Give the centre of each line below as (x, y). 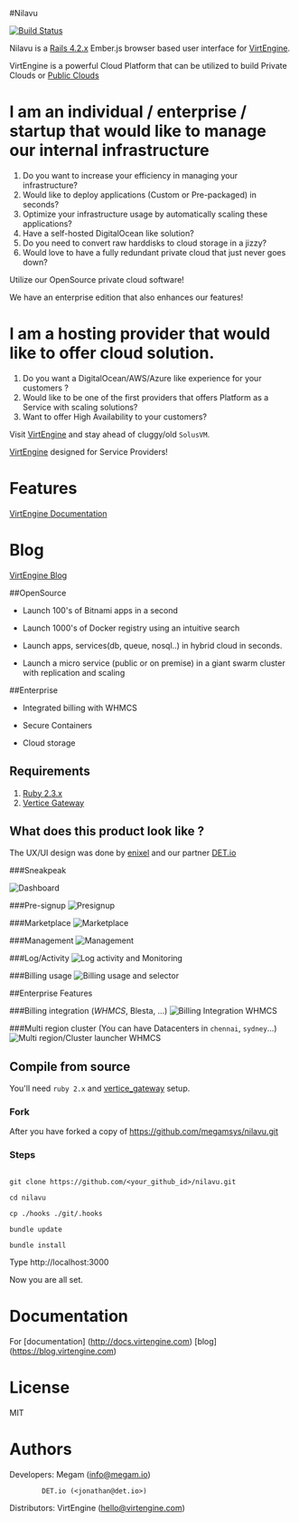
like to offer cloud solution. (112, 353)
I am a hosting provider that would (140, 334)
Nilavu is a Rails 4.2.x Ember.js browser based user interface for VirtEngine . (150, 48)
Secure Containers (57, 725)
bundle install (38, 1245)
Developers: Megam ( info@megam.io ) (80, 1474)
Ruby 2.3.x (42, 793)
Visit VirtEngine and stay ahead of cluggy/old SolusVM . (110, 434)
